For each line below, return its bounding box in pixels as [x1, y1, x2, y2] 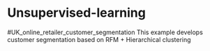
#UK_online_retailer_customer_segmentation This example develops [7, 28, 204, 36]
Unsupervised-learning [7, 5, 147, 21]
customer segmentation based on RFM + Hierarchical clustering [7, 35, 191, 43]
